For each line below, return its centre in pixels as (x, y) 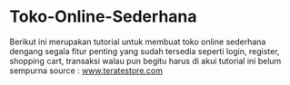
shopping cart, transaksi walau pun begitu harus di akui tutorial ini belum (145, 61)
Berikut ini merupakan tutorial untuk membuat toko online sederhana (138, 42)
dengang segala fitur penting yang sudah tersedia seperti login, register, (145, 51)
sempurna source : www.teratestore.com (86, 71)
